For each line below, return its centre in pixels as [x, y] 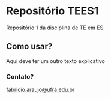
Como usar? [29, 46]
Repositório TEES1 [52, 11]
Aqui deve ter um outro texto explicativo [55, 61]
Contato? [20, 76]
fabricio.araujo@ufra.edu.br [40, 90]
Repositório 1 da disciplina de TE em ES [55, 28]
